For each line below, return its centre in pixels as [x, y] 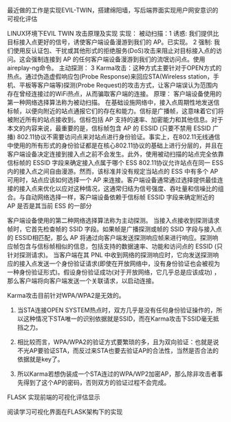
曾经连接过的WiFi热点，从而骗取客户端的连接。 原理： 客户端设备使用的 [120, 94]
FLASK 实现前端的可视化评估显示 [54, 397]
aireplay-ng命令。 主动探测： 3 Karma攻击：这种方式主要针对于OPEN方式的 [114, 68]
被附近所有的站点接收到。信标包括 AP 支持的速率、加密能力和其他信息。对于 [115, 120]
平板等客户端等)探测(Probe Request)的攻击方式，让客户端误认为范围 [115, 85]
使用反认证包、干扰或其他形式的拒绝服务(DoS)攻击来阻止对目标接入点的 [114, 51]
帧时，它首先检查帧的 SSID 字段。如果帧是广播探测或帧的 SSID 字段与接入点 [114, 229]
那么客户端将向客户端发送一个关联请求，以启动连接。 [82, 281]
